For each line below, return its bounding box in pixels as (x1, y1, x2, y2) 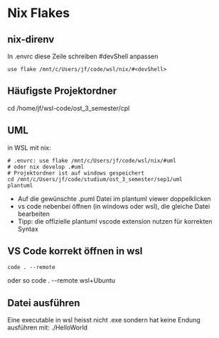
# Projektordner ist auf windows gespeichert (7, 169, 144, 177)
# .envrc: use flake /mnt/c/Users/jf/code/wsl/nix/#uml (7, 157, 176, 164)
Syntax (17, 224, 39, 233)
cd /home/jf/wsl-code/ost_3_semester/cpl (7, 104, 130, 112)
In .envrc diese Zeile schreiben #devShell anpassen (7, 52, 159, 60)
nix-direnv (7, 33, 55, 45)
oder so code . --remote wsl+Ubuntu (7, 276, 116, 285)
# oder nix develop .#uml (7, 163, 84, 170)
